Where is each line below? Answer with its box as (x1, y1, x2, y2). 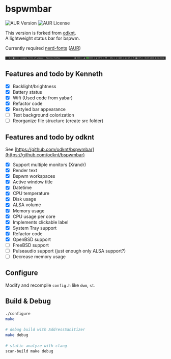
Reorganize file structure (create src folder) (12, 118, 104, 124)
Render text (12, 168, 37, 174)
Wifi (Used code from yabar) (12, 95, 73, 101)
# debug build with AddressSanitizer (5, 327, 85, 333)
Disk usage (12, 196, 37, 202)
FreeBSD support (12, 242, 49, 248)
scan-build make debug (5, 348, 53, 354)
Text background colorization (12, 112, 75, 118)
